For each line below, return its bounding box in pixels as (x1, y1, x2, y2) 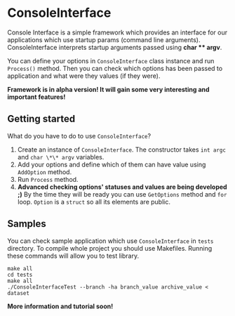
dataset (7, 289, 30, 296)
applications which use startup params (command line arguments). (7, 35, 201, 44)
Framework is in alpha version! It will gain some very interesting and (7, 85, 210, 93)
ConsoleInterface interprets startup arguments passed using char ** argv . (7, 43, 222, 51)
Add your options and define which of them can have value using (17, 160, 206, 169)
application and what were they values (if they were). (7, 72, 161, 80)
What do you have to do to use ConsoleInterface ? (7, 131, 152, 140)
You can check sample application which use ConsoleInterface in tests (7, 237, 214, 245)
